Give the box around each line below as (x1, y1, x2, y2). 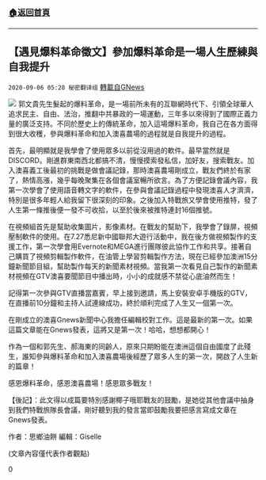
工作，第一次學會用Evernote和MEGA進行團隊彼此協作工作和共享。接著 (14, 242, 245, 251)
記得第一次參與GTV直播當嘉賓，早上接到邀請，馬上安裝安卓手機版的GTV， (8, 288, 252, 298)
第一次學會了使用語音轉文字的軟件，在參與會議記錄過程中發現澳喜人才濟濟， (8, 185, 258, 195)
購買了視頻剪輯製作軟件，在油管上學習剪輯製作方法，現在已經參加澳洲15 (14, 252, 251, 261)
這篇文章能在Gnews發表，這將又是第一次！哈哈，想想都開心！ (8, 325, 211, 334)
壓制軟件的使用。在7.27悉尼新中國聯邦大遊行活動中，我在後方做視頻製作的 (8, 232, 251, 242)
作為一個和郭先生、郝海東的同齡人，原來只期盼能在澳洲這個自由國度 (8, 342, 230, 352)
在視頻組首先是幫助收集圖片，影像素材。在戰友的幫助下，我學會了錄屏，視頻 (8, 222, 258, 231)
